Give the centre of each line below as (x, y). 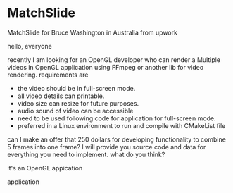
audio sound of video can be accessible (75, 111)
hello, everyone (30, 46)
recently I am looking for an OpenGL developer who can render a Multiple (114, 60)
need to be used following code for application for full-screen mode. (116, 118)
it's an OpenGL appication (45, 168)
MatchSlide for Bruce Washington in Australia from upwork (93, 32)
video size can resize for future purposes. (78, 103)
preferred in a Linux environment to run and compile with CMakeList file (121, 125)
